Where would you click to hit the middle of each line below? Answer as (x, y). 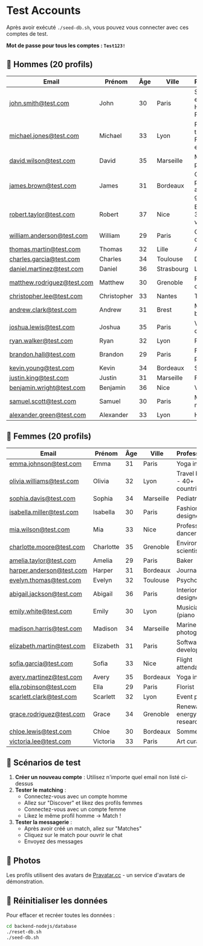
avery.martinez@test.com (46, 677)
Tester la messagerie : (43, 822)
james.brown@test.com (43, 185)
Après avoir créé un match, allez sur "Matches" (83, 829)
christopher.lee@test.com (46, 296)
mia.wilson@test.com (40, 529)
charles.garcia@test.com (45, 259)
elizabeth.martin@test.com (47, 646)
